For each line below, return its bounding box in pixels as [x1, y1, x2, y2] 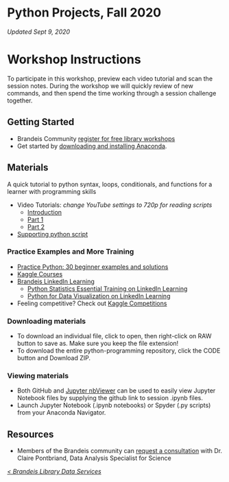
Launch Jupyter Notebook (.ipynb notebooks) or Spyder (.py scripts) [16, 401, 211, 410]
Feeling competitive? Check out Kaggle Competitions [16, 299, 167, 307]
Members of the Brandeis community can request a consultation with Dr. [16, 447, 223, 455]
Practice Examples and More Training [7, 247, 134, 256]
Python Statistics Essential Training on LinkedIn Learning [27, 284, 188, 293]
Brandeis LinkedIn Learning [16, 277, 95, 285]
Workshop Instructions [7, 52, 142, 67]
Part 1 [27, 215, 44, 223]
